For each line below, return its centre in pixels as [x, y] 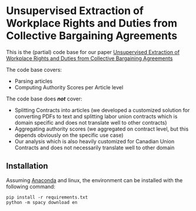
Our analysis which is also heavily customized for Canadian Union [94, 141]
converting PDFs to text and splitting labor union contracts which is [96, 116]
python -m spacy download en [42, 202]
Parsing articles [34, 81]
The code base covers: [34, 69]
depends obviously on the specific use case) [69, 135]
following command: [31, 186]
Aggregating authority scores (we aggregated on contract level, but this [102, 129]
